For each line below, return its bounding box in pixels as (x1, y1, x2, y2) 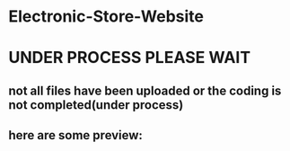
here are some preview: (8, 128, 143, 143)
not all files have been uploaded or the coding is (8, 83, 282, 98)
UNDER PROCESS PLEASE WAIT (8, 48, 251, 68)
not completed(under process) (8, 97, 184, 112)
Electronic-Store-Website (8, 6, 204, 27)
